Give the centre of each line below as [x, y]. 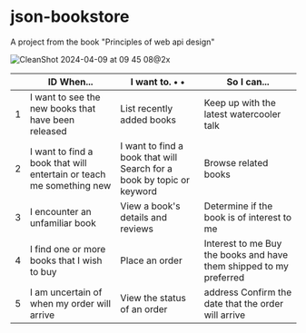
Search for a [147, 168]
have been [52, 120]
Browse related [236, 162]
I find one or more [68, 249]
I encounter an [60, 211]
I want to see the [65, 97]
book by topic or [155, 180]
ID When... [70, 82]
